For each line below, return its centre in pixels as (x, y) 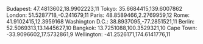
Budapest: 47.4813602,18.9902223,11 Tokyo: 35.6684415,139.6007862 (94, 9)
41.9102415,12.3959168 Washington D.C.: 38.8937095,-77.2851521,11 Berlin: (101, 21)
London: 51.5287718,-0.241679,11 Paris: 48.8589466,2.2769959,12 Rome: (98, 15)
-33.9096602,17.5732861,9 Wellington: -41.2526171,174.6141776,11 (88, 34)
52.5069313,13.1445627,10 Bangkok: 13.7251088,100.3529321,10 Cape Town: (102, 28)
